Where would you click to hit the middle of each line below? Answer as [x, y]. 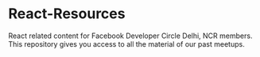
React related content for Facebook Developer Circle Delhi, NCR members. [130, 36]
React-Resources [67, 14]
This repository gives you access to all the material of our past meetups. [126, 44]
